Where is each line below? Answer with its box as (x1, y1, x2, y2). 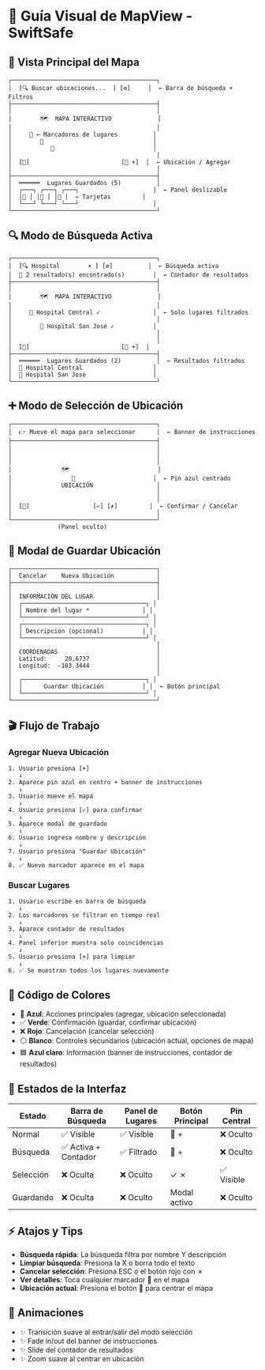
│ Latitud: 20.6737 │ (8, 655, 160, 663)
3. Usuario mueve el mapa (8, 792, 93, 801)
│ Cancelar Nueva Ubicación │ (8, 572, 160, 580)
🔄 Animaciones (8, 1306, 84, 1319)
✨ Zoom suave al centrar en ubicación (19, 1353, 144, 1363)
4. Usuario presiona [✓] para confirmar (8, 806, 144, 814)
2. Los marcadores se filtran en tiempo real (8, 911, 160, 919)
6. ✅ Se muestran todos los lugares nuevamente (8, 967, 170, 975)
